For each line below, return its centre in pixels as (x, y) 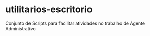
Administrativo (20, 28)
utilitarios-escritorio (49, 9)
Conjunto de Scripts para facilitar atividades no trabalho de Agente (75, 23)
